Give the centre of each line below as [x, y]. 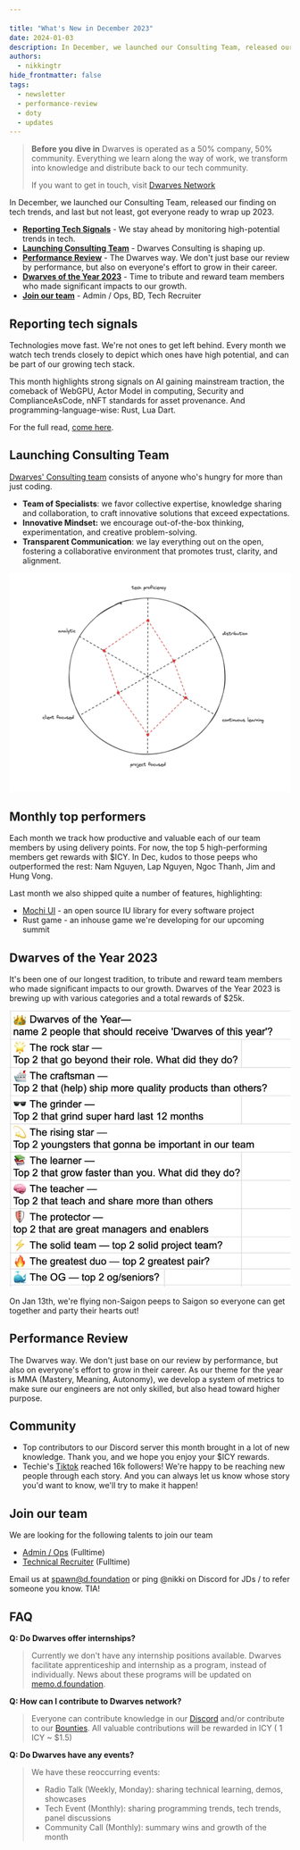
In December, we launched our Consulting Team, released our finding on [143, 203]
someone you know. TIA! [55, 1588]
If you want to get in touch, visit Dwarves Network [123, 185]
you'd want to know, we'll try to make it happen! [110, 1486]
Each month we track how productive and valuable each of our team [135, 838]
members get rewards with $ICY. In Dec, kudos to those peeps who [134, 857]
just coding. [31, 486]
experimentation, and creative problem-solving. [110, 532]
